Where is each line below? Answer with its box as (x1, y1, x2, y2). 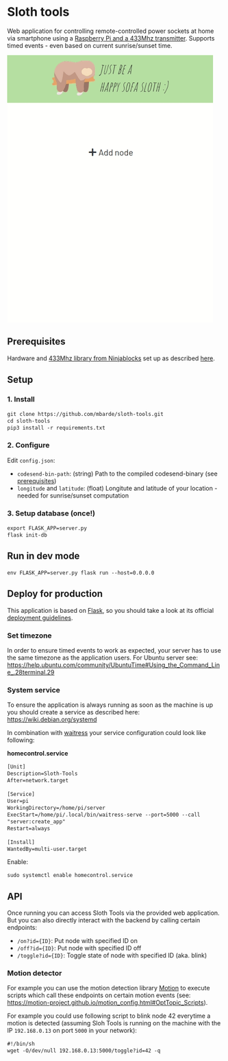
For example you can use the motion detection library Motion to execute (7, 984, 210, 992)
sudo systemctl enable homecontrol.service (7, 872, 134, 879)
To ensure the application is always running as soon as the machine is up (7, 701, 214, 709)
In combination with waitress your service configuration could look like (7, 729, 207, 737)
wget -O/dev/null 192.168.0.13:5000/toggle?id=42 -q (7, 1047, 161, 1054)
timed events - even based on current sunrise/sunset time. (7, 41, 173, 49)
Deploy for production (7, 588, 103, 600)
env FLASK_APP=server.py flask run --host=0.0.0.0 (7, 569, 155, 576)
